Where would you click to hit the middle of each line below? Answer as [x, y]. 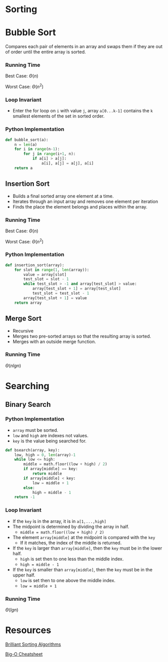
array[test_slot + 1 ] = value [55, 298]
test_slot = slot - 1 [46, 279]
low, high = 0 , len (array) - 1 [45, 455]
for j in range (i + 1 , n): [50, 154]
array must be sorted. [35, 430]
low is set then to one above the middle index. [68, 580]
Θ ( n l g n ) [13, 365]
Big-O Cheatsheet [24, 654]
